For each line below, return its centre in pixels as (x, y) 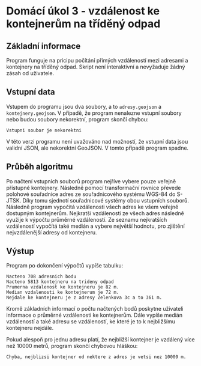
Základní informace (43, 46)
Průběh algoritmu (40, 167)
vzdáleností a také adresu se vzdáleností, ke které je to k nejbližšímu (91, 322)
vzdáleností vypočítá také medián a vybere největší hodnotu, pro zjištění (95, 226)
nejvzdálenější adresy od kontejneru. (52, 232)
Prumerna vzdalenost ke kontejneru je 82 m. (63, 287)
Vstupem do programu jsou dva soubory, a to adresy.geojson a (84, 106)
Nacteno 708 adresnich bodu (41, 277)
